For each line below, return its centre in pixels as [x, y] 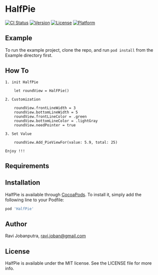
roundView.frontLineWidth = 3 [45, 108]
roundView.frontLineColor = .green [50, 117]
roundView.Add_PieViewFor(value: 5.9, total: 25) [66, 142]
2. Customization [23, 99]
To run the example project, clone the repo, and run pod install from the [79, 50]
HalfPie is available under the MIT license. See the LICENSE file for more [79, 263]
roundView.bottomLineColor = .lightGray [56, 121]
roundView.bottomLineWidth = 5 [46, 112]
